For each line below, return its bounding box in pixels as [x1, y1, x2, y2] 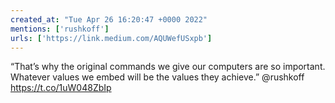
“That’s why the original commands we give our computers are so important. [10, 61, 326, 73]
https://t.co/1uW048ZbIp [10, 82, 112, 94]
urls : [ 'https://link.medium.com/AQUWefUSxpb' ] [10, 33, 213, 43]
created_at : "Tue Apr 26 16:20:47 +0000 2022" [10, 14, 208, 25]
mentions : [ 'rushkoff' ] [10, 24, 110, 34]
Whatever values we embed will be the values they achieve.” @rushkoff [10, 71, 305, 83]
